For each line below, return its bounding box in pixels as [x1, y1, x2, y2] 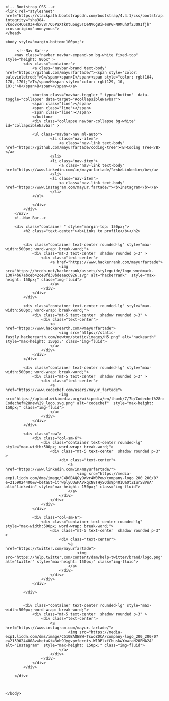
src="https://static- [70, 330, 116, 335]
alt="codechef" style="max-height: [77, 401, 154, 406]
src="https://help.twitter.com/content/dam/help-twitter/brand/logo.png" [5, 555, 163, 560]
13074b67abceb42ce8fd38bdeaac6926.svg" [5, 273, 89, 278]
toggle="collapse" [5, 97, 44, 102]
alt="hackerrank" [91, 273, 127, 278]
